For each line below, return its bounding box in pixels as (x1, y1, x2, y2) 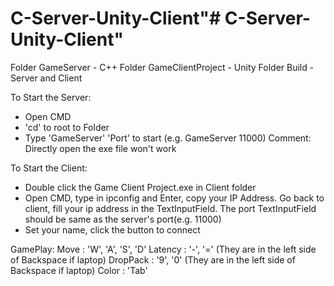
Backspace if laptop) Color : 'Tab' (10, 264, 148, 276)
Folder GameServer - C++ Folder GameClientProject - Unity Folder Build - (10, 61, 315, 73)
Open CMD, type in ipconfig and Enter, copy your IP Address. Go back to (24, 192, 325, 204)
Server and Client (10, 72, 83, 84)
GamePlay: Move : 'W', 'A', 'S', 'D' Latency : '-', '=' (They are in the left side (10, 243, 317, 255)
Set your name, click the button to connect (24, 223, 201, 236)
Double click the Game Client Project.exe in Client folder (24, 181, 257, 193)
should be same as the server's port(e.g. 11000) (24, 213, 222, 225)
